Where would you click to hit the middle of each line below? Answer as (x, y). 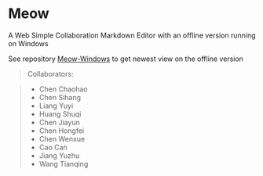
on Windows (28, 43)
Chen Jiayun (59, 122)
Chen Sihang (60, 97)
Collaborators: (50, 74)
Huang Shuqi (60, 113)
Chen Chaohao (63, 89)
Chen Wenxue (62, 138)
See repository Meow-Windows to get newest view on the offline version (126, 59)
